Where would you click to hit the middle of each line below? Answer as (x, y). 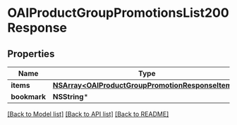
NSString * (71, 97)
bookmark (28, 97)
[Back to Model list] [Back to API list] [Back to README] (88, 114)
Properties (31, 54)
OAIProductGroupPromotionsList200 (118, 13)
